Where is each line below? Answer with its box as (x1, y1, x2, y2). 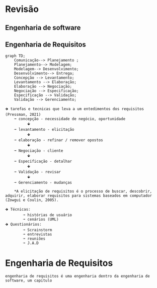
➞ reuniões (23, 236, 46, 242)
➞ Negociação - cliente (14, 148, 64, 153)
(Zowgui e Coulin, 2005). (5, 198, 59, 203)
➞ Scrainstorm (23, 228, 52, 233)
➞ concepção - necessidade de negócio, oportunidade (14, 116, 126, 122)
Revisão (5, 3, 39, 15)
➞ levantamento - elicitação (14, 127, 75, 132)
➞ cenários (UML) (23, 217, 59, 222)
